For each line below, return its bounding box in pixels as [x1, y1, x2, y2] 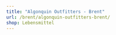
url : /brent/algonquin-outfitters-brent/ [6, 14, 111, 20]
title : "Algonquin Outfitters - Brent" [6, 8, 105, 15]
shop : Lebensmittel [6, 20, 55, 26]
